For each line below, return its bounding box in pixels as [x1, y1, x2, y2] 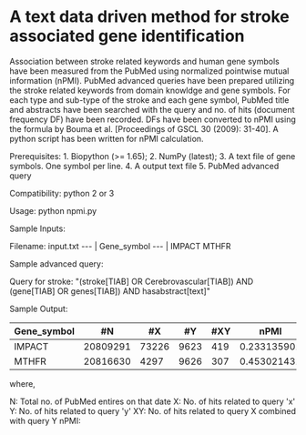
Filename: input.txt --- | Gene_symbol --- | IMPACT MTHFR [9, 240, 231, 251]
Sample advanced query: [9, 258, 104, 269]
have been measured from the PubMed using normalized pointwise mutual [9, 66, 290, 76]
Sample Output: [9, 303, 68, 314]
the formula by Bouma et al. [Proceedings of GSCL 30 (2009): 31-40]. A [9, 123, 280, 134]
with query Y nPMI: [9, 415, 82, 426]
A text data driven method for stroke [9, 6, 290, 27]
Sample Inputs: [9, 223, 66, 234]
